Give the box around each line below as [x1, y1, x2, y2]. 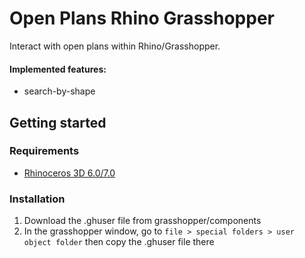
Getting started [9, 114, 107, 131]
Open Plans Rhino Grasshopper [9, 7, 275, 30]
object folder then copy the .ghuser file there [23, 236, 215, 248]
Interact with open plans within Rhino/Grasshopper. [9, 40, 221, 52]
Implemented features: [9, 63, 107, 75]
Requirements [9, 144, 80, 158]
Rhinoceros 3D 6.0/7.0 [23, 167, 116, 179]
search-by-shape [23, 85, 96, 97]
